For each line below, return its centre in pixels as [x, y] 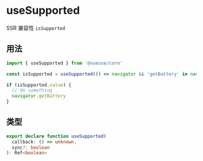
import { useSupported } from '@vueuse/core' [64, 63]
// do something [32, 90]
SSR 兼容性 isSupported [36, 28]
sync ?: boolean [31, 147]
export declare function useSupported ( [56, 136]
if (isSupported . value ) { [39, 85]
